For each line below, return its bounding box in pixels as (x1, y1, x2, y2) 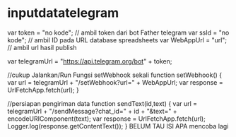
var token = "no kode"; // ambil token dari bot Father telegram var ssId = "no (7, 28, 230, 37)
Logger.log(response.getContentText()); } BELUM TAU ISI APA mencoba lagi (7, 121, 229, 130)
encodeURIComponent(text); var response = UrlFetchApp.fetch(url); (7, 114, 206, 123)
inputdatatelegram (7, 5, 119, 21)
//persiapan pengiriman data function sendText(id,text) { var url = (7, 99, 198, 107)
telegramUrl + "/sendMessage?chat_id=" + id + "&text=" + (7, 107, 178, 115)
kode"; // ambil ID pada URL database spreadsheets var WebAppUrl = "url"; (7, 35, 228, 44)
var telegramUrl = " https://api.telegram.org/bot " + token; (7, 56, 172, 65)
